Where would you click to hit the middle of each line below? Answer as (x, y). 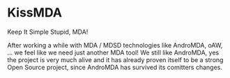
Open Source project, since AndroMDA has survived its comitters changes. (115, 67)
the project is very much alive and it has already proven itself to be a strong (115, 59)
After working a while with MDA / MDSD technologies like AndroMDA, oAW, (115, 45)
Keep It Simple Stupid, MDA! (48, 32)
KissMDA (35, 13)
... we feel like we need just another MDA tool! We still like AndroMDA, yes (113, 52)
